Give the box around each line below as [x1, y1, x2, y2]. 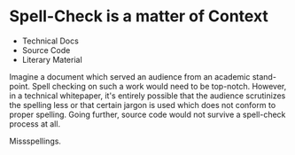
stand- [252, 71, 277, 81]
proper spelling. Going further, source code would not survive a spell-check [9, 109, 286, 120]
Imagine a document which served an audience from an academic [9, 71, 251, 81]
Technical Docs [21, 35, 80, 46]
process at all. [9, 118, 60, 129]
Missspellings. [9, 136, 62, 146]
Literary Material [21, 54, 82, 65]
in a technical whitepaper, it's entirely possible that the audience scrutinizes [9, 90, 286, 101]
